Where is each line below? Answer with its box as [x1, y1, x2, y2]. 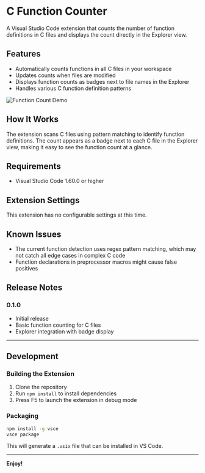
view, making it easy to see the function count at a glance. [6, 143, 153, 151]
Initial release [15, 315, 49, 322]
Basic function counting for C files [15, 321, 101, 329]
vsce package [6, 431, 40, 438]
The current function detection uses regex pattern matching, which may [15, 245, 196, 252]
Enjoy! [6, 460, 23, 467]
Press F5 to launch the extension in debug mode [15, 397, 137, 404]
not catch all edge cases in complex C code [15, 252, 126, 259]
